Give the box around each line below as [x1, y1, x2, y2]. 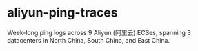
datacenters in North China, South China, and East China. [7, 36, 170, 44]
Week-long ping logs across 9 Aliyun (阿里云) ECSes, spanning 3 [7, 28, 191, 37]
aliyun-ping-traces [7, 5, 119, 21]
